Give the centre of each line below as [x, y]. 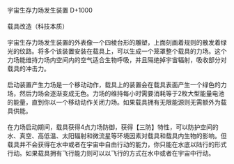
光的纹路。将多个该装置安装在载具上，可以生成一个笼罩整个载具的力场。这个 [117, 51]
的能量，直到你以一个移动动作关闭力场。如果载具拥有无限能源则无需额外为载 [117, 102]
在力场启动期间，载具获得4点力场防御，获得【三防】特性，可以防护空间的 [113, 127]
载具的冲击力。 [29, 68]
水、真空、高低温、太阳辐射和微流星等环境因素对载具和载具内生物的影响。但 [117, 136]
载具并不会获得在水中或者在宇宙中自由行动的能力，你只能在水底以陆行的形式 [117, 144]
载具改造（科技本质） [38, 26]
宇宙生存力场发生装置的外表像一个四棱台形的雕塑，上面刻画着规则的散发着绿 [117, 42]
